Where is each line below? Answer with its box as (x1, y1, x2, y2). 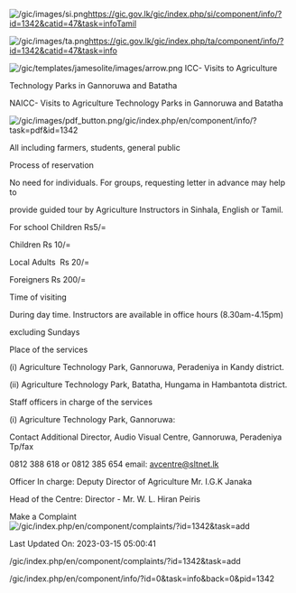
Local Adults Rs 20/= (9, 257, 90, 267)
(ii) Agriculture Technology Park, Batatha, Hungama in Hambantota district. (9, 379, 288, 390)
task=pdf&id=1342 (9, 125, 79, 135)
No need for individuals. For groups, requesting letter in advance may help (9, 177, 286, 188)
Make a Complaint (9, 511, 77, 522)
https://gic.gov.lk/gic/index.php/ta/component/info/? (88, 36, 284, 46)
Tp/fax (9, 441, 34, 451)
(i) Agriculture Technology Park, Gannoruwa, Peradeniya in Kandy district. (9, 362, 284, 372)
